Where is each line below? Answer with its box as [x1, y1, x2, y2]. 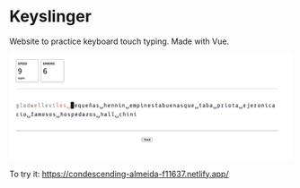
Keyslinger [9, 6, 93, 27]
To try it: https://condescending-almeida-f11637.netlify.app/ [9, 168, 229, 179]
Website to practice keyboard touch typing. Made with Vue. [9, 36, 230, 47]
